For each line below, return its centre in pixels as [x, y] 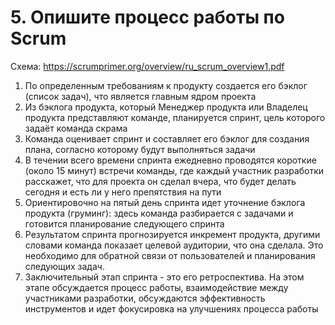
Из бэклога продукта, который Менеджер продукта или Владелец [166, 107]
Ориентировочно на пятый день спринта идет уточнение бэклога [165, 202]
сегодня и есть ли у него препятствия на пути [123, 192]
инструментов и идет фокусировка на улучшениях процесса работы [171, 308]
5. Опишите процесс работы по [147, 17]
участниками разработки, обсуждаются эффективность [145, 298]
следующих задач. [64, 266]
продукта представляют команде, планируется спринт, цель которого [175, 117]
